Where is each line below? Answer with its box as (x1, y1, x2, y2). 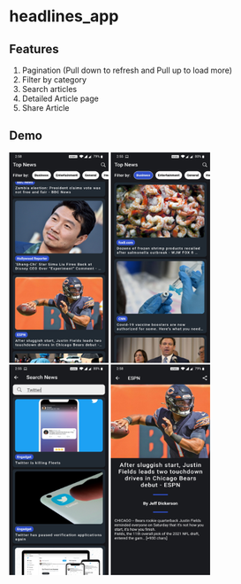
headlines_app (9, 6, 119, 27)
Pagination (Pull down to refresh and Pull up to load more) (21, 65, 232, 75)
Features (9, 42, 59, 57)
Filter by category (21, 74, 87, 85)
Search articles (21, 84, 78, 94)
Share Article (21, 103, 70, 113)
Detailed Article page (21, 93, 99, 104)
